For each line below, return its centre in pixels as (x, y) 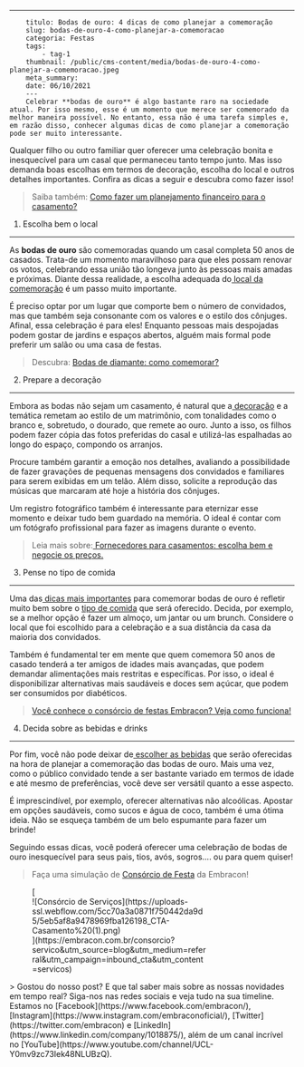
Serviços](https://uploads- (138, 902)
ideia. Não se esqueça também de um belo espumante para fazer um (138, 820)
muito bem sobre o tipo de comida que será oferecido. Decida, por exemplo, (152, 608)
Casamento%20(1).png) (76, 931)
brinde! (23, 829)
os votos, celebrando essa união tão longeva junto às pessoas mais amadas (151, 269)
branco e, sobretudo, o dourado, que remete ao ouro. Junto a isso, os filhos (151, 425)
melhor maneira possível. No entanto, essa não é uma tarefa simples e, (149, 118)
